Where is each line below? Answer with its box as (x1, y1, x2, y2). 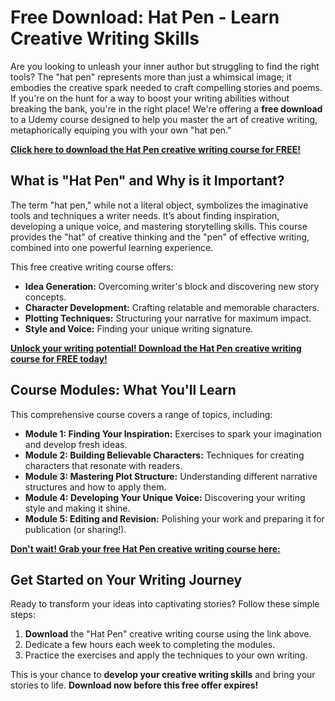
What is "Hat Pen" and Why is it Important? (10, 172, 285, 190)
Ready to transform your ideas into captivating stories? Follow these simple (10, 598, 320, 610)
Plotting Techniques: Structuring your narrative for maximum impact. (24, 312, 312, 324)
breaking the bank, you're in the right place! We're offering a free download (10, 102, 323, 115)
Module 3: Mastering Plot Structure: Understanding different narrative (24, 470, 318, 482)
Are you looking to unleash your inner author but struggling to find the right (10, 60, 320, 72)
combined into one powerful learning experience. (10, 241, 214, 253)
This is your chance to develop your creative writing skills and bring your (10, 669, 316, 681)
